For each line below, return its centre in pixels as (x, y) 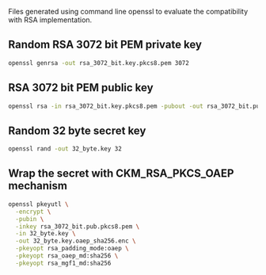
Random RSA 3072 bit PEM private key (105, 45)
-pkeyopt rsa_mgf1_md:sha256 (63, 263)
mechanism (38, 186)
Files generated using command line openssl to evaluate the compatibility (128, 11)
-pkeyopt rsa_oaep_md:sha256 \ (67, 256)
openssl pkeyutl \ (38, 204)
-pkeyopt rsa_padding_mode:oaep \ (72, 249)
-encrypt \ (33, 212)
